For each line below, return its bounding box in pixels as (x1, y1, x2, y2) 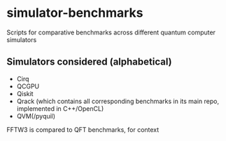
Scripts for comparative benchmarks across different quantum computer (6, 28, 216, 36)
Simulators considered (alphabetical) (6, 56, 172, 68)
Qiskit (16, 89, 34, 98)
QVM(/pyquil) (16, 112, 56, 120)
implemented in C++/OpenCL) (16, 104, 104, 113)
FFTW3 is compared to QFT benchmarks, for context (6, 125, 160, 134)
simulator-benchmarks (6, 5, 143, 21)
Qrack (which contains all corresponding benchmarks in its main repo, (16, 97, 220, 105)
